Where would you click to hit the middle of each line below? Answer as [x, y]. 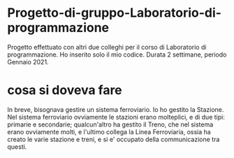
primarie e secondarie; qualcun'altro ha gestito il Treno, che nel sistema [110, 124]
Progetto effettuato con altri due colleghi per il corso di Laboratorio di [107, 47]
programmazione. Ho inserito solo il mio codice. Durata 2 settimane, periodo [117, 55]
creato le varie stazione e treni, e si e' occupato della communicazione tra [114, 139]
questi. [17, 146]
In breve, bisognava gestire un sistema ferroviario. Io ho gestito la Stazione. [116, 109]
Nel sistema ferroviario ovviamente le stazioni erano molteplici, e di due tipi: [116, 117]
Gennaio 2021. [28, 62]
